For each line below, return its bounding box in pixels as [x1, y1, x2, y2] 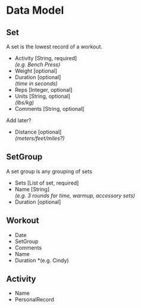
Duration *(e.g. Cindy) [14, 257, 70, 264]
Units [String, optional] [14, 93, 70, 99]
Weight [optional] [14, 67, 58, 74]
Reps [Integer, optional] [14, 86, 73, 93]
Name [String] [14, 185, 49, 192]
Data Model [6, 4, 64, 17]
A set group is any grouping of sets [6, 167, 92, 175]
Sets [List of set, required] [14, 179, 79, 186]
